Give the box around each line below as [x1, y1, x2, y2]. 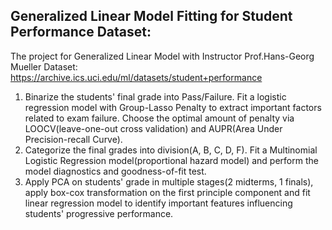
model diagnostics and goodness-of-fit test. [24, 165, 207, 177]
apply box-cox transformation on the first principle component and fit [24, 186, 311, 198]
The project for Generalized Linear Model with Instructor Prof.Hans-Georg [10, 50, 315, 62]
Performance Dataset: [10, 24, 152, 41]
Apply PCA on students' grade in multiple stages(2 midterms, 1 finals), [24, 175, 314, 188]
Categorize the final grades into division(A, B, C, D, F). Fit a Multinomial [24, 144, 318, 156]
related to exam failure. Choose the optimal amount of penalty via [24, 112, 295, 124]
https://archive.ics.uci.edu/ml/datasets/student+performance [10, 71, 263, 83]
